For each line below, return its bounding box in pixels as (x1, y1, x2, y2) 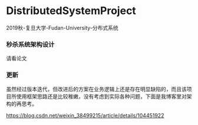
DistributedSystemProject (6, 4, 137, 18)
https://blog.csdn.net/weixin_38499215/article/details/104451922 (6, 112, 164, 119)
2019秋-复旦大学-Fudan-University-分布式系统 (6, 24, 119, 31)
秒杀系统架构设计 (6, 40, 55, 48)
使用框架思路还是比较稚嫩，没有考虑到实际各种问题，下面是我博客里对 (16, 93, 187, 100)
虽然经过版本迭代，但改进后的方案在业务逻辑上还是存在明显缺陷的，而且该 (6, 85, 187, 92)
